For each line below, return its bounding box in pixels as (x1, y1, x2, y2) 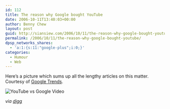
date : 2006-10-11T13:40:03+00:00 (5, 17, 76, 22)
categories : (5, 50, 30, 55)
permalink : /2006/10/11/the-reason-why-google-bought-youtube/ (5, 36, 142, 41)
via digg (5, 98, 22, 104)
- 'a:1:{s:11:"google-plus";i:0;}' (10, 45, 85, 50)
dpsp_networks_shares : (5, 41, 53, 46)
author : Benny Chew (5, 21, 47, 27)
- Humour (10, 54, 28, 60)
